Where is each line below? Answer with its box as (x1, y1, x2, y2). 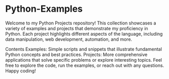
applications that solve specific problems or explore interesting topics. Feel (5, 57, 162, 63)
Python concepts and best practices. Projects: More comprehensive (5, 51, 148, 58)
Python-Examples (5, 3, 83, 15)
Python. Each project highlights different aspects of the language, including (5, 31, 163, 37)
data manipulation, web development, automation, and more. (5, 36, 132, 42)
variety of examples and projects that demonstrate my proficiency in (5, 25, 148, 31)
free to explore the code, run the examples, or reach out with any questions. (5, 62, 164, 68)
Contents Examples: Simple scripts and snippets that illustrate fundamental (5, 46, 162, 52)
